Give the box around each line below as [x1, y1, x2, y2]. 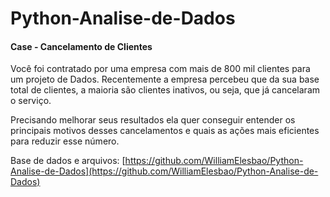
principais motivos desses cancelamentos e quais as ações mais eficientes [10, 125, 320, 137]
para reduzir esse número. [10, 135, 120, 147]
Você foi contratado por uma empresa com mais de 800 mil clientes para [10, 63, 311, 75]
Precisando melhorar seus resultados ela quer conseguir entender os [10, 114, 296, 126]
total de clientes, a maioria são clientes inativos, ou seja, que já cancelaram [10, 84, 321, 96]
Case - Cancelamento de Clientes [10, 40, 153, 52]
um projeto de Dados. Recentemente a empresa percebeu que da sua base [10, 73, 320, 86]
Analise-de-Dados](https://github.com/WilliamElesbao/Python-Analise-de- [10, 165, 319, 177]
